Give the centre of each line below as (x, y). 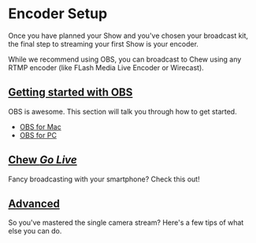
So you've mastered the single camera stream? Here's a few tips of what (126, 222)
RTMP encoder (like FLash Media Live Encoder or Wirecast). (106, 67)
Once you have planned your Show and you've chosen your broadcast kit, (128, 36)
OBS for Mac (40, 126)
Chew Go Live (43, 160)
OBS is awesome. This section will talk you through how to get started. (123, 111)
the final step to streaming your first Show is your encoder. (104, 43)
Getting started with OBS (70, 93)
